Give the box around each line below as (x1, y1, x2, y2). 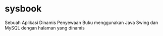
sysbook (5, 3, 42, 14)
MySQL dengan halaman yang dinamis (5, 24, 85, 30)
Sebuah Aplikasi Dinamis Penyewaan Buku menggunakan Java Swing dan (5, 19, 158, 25)
